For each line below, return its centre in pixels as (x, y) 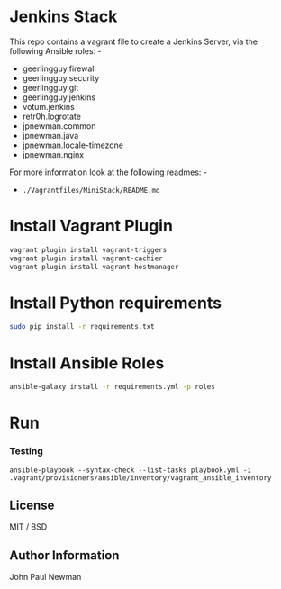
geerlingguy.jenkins (59, 97)
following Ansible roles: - (55, 50)
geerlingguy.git (50, 87)
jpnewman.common (59, 126)
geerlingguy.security (61, 77)
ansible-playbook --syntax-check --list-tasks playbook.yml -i (131, 470)
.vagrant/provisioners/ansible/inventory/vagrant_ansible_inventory (140, 478)
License (32, 505)
